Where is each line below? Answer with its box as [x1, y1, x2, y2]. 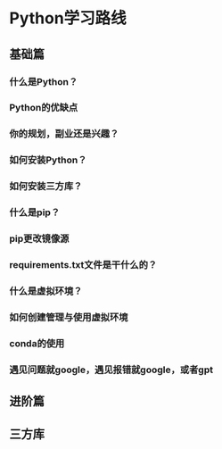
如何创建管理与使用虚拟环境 [9, 311, 128, 323]
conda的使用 [9, 337, 65, 349]
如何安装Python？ [9, 154, 87, 166]
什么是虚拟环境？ [9, 285, 83, 297]
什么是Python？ [9, 75, 78, 87]
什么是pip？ [9, 206, 61, 219]
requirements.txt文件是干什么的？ [9, 258, 158, 270]
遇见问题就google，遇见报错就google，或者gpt [9, 363, 214, 376]
